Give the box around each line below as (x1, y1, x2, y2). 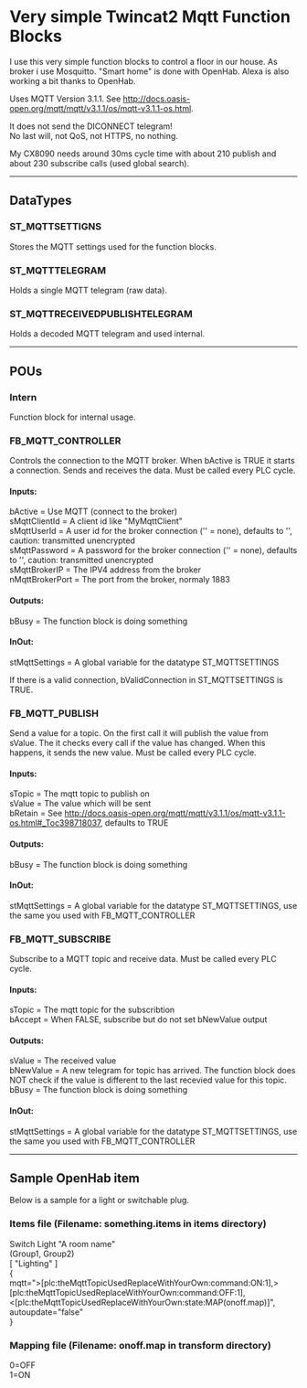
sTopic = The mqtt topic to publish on (9, 788, 151, 799)
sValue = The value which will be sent (9, 798, 152, 809)
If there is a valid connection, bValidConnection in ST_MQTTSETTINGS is (9, 674, 283, 685)
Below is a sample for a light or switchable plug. (9, 1195, 190, 1206)
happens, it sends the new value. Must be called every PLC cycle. (9, 747, 258, 758)
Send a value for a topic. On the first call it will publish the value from (9, 728, 269, 739)
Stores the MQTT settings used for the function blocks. (9, 240, 217, 252)
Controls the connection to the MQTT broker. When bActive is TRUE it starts (9, 455, 295, 466)
